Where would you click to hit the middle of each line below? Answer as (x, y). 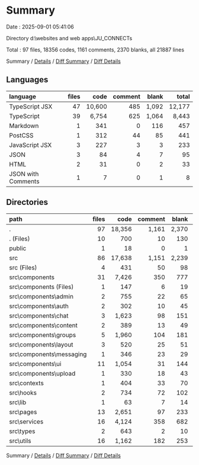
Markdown (24, 126)
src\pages (23, 412)
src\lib (18, 402)
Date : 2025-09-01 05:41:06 (40, 27)
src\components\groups (43, 335)
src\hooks (23, 393)
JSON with (24, 174)
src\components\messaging (48, 354)
